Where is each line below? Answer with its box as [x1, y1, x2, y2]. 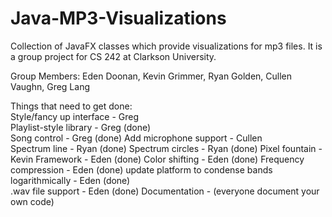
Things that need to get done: [10, 100, 133, 112]
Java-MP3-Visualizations [10, 7, 227, 30]
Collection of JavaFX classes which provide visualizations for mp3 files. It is [10, 40, 323, 52]
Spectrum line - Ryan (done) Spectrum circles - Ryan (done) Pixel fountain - [10, 142, 323, 154]
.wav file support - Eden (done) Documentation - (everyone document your [10, 185, 320, 197]
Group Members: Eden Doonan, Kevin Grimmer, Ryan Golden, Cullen [10, 70, 293, 82]
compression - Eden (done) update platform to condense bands [10, 163, 273, 176]
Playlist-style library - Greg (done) [10, 121, 152, 133]
